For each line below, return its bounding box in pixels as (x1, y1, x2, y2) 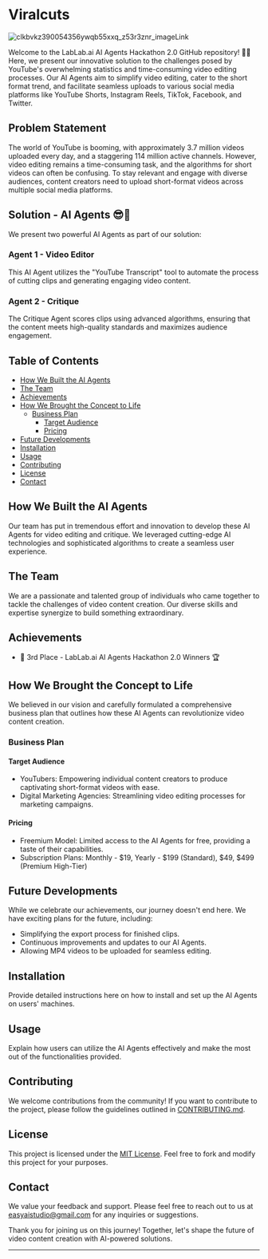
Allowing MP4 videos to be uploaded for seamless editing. (19, 946, 212, 956)
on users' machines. (8, 999, 75, 1008)
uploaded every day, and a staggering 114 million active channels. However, (8, 151, 257, 160)
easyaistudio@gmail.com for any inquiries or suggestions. (8, 1210, 199, 1220)
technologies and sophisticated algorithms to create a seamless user (8, 538, 235, 547)
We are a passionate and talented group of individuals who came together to (8, 590, 260, 600)
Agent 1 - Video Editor (8, 249, 95, 260)
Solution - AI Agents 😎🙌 (8, 208, 132, 222)
